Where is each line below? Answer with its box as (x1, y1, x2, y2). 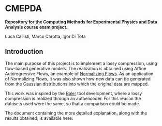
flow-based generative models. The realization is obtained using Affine (5, 65, 147, 71)
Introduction (5, 47, 44, 56)
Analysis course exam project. (5, 24, 68, 30)
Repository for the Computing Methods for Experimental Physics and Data (5, 19, 157, 25)
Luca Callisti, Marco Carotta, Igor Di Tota (5, 33, 86, 39)
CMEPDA (5, 3, 42, 14)
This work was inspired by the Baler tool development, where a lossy (5, 90, 142, 96)
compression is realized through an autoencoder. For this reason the (5, 95, 141, 101)
